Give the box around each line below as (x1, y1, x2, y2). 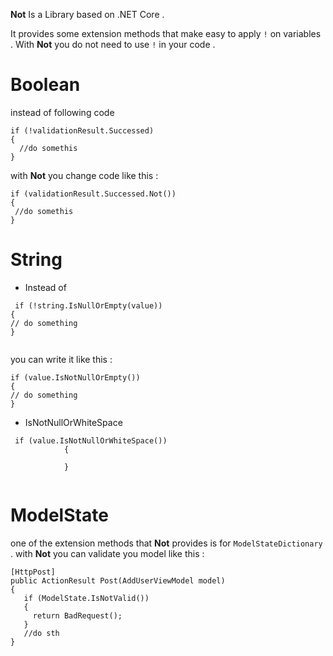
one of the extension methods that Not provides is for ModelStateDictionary (10, 537, 323, 549)
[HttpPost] (10, 567, 56, 577)
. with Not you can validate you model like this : (10, 547, 205, 559)
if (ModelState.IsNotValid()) (23, 593, 150, 603)
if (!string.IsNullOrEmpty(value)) (14, 300, 163, 311)
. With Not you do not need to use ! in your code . (10, 39, 216, 50)
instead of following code (10, 106, 115, 118)
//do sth (23, 628, 60, 638)
